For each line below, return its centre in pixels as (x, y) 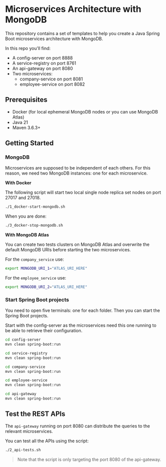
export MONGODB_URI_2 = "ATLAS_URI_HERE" (46, 287)
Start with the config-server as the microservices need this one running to (81, 325)
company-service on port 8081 (51, 79)
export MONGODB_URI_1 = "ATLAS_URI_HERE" (46, 269)
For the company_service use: (35, 259)
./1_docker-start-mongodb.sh (35, 207)
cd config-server (23, 340)
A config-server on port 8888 (42, 58)
